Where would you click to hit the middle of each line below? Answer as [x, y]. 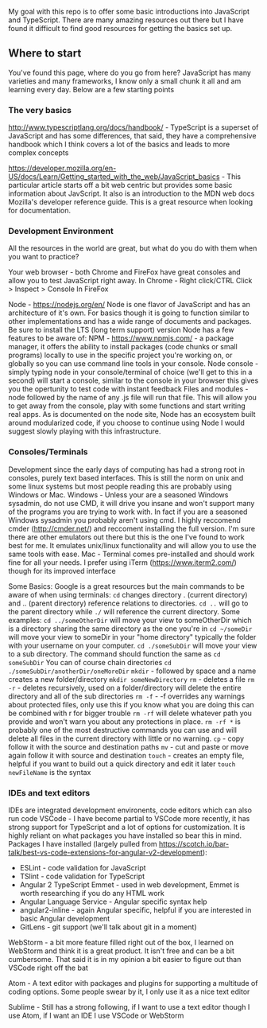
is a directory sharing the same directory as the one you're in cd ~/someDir [130, 629]
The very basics [40, 110]
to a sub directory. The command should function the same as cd [114, 654]
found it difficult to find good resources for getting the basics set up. [120, 28]
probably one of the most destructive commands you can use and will [122, 730]
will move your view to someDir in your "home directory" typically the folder [132, 637]
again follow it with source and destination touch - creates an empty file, [126, 755]
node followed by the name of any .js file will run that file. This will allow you [132, 398]
